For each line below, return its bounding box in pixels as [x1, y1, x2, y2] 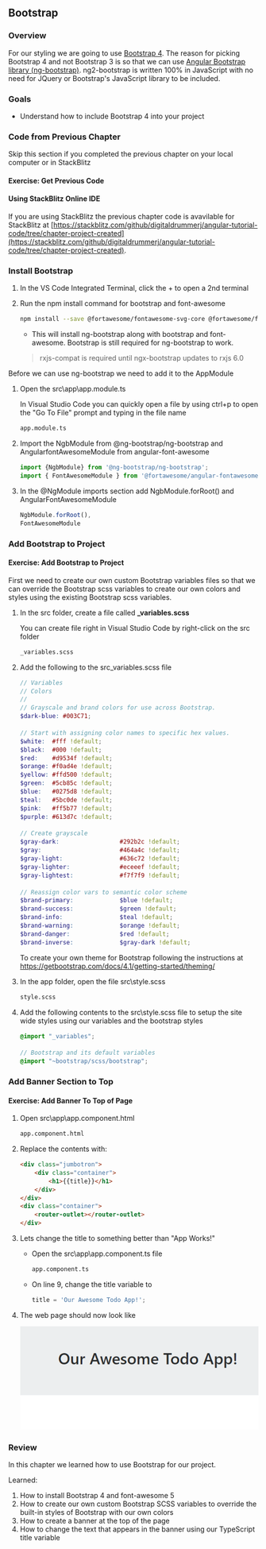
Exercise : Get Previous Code [8, 176, 105, 185]
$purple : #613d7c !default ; [19, 813, 114, 821]
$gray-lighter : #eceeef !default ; [19, 863, 181, 871]
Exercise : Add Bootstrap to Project [8, 558, 125, 567]
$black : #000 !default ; [19, 746, 102, 754]
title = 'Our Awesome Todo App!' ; [31, 1296, 146, 1304]
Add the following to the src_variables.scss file [19, 662, 172, 672]
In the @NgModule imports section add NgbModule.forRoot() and [19, 486, 234, 496]
